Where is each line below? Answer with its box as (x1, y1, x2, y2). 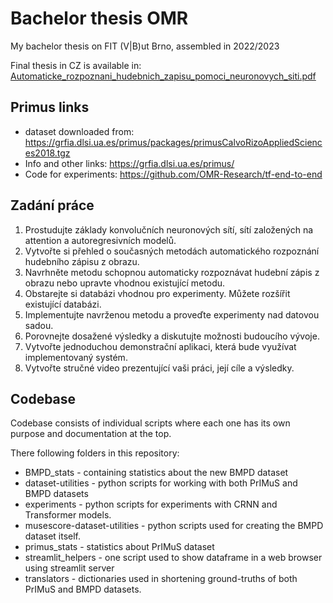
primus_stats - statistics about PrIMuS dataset (24, 541, 215, 553)
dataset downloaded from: (24, 125, 135, 137)
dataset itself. (24, 530, 82, 542)
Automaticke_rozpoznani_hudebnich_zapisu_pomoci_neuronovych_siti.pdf (10, 70, 317, 82)
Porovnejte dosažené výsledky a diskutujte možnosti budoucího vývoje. (24, 330, 320, 342)
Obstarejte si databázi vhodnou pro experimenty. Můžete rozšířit (24, 287, 291, 299)
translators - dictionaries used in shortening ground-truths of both (24, 573, 298, 585)
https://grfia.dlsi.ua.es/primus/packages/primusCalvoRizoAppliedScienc (24, 136, 323, 148)
